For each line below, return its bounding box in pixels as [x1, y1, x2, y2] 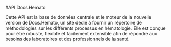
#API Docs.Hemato [5, 5, 46, 10]
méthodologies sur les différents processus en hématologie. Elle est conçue [5, 25, 166, 31]
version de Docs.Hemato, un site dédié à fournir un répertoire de [5, 20, 142, 26]
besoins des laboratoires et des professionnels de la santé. [5, 36, 130, 42]
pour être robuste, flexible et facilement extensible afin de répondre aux [5, 31, 158, 36]
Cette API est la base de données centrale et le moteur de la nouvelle [5, 14, 152, 20]
